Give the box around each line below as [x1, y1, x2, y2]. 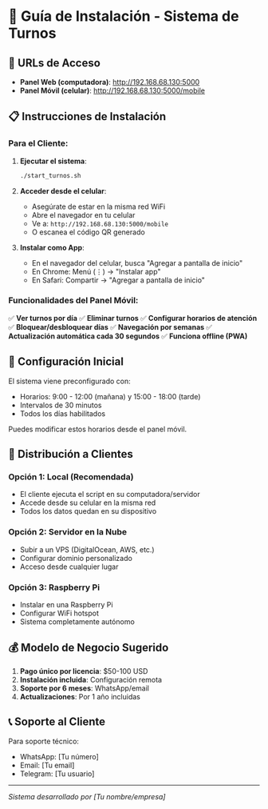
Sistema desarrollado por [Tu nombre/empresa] [8, 791, 166, 801]
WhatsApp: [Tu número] [19, 751, 100, 761]
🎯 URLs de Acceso [8, 56, 101, 70]
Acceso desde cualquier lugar [19, 562, 119, 571]
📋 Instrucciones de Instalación [8, 110, 167, 123]
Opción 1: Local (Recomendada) [8, 471, 134, 483]
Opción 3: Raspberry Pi [8, 582, 100, 593]
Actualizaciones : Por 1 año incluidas [19, 691, 141, 701]
